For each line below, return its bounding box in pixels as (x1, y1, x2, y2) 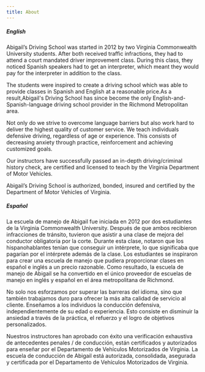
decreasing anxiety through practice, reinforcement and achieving (6, 138, 173, 146)
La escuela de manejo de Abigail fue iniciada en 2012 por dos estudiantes (6, 218, 192, 225)
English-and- (152, 94, 186, 102)
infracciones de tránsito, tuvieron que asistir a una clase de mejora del (6, 231, 184, 238)
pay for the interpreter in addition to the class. (6, 69, 122, 76)
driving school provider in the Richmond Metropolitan (54, 100, 188, 108)
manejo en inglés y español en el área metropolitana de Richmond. (6, 276, 174, 283)
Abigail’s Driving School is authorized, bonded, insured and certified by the (6, 182, 195, 189)
